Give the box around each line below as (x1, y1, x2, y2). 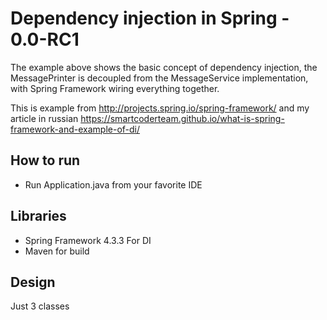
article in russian (10, 112, 79, 124)
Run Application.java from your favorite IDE (24, 178, 203, 191)
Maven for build (24, 245, 90, 257)
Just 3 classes (10, 300, 70, 312)
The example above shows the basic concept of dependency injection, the (10, 61, 318, 73)
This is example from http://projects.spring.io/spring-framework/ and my (10, 102, 310, 114)
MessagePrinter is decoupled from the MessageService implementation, (10, 72, 309, 84)
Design (10, 273, 56, 291)
